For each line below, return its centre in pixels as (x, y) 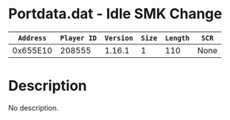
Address (32, 38)
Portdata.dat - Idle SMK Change (115, 14)
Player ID (79, 38)
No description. (34, 107)
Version (119, 38)
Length (178, 38)
